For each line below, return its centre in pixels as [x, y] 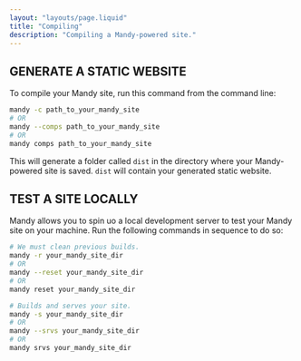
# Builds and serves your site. [70, 306]
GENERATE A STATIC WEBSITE [98, 71]
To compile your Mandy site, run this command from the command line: [143, 93]
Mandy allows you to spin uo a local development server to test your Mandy [151, 221]
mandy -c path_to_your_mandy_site [75, 110]
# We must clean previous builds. [75, 247]
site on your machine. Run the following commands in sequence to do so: [146, 230]
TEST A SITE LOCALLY [74, 199]
